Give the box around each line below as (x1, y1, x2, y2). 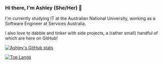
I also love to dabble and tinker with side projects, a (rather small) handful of (5, 30, 158, 36)
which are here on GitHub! (5, 35, 58, 41)
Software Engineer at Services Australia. (5, 21, 86, 26)
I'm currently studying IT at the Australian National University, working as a (5, 16, 156, 22)
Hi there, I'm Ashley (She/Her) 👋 (5, 4, 82, 11)
